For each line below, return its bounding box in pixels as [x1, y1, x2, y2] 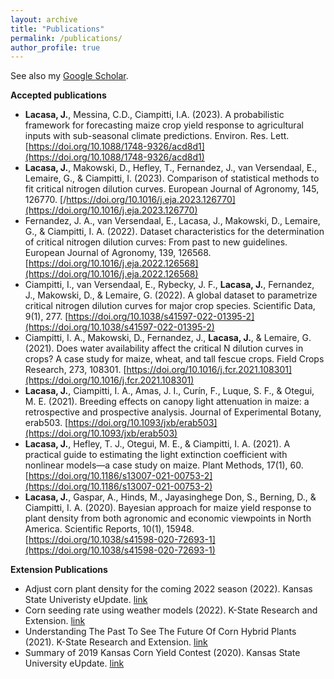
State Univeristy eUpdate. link [24, 594, 148, 606]
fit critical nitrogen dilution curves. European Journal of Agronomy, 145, [24, 183, 320, 195]
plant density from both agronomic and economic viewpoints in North [24, 512, 312, 525]
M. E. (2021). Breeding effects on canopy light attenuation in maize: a [24, 396, 310, 408]
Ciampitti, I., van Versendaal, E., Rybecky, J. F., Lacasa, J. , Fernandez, [24, 279, 315, 291]
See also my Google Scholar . [10, 70, 129, 82]
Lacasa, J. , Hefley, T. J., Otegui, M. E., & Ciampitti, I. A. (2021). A [24, 438, 291, 450]
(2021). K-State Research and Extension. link [24, 636, 208, 648]
